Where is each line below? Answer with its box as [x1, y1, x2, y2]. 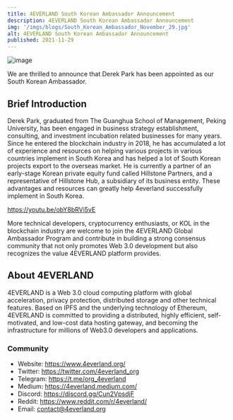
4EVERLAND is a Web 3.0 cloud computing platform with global [7, 288, 192, 297]
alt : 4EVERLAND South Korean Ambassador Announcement [7, 30, 169, 37]
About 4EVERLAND [7, 269, 94, 281]
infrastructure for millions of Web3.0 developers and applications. [7, 326, 198, 334]
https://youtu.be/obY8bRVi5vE [7, 205, 96, 214]
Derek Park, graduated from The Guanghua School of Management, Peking [7, 116, 227, 124]
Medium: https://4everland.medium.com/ [17, 383, 138, 391]
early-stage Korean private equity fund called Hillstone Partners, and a [7, 169, 213, 177]
